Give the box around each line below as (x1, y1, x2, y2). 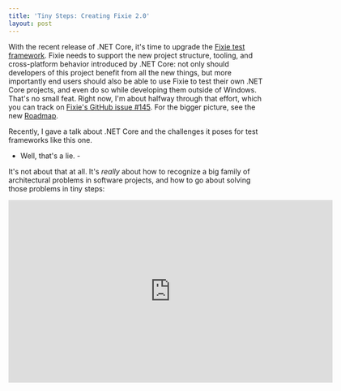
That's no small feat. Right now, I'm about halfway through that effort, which (8, 93, 262, 103)
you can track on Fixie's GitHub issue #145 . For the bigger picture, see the (8, 102, 256, 112)
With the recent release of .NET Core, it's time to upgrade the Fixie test (8, 41, 245, 51)
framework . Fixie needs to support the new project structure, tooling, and (8, 50, 254, 60)
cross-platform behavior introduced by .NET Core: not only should (8, 58, 229, 69)
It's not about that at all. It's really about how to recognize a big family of (8, 166, 250, 176)
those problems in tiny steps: (8, 183, 105, 193)
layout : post (8, 19, 53, 28)
